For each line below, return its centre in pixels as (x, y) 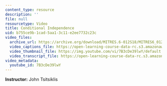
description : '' (22, 14)
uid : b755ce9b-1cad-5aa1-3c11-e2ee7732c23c (51, 33)
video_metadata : (22, 61)
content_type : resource (30, 10)
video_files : (19, 38)
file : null (16, 19)
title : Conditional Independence (40, 28)
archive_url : (23, 42)
